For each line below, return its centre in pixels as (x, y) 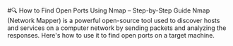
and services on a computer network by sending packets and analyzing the (117, 28)
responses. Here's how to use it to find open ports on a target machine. (111, 35)
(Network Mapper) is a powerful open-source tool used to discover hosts (114, 21)
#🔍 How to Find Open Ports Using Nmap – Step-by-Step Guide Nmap (109, 10)
